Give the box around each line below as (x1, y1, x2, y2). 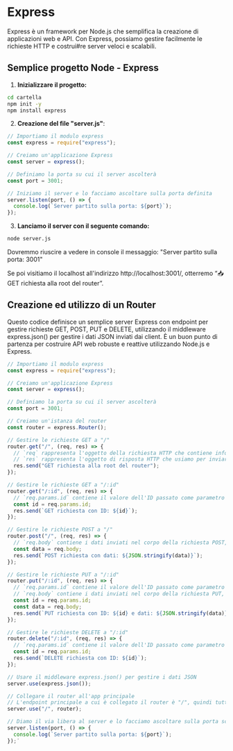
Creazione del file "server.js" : (17, 119, 105, 128)
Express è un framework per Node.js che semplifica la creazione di (7, 27, 199, 35)
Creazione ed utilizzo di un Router (7, 299, 156, 311)
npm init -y (7, 100, 42, 108)
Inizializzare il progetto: (17, 81, 87, 89)
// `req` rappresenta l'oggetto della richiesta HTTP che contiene (13, 449, 213, 456)
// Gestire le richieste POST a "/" (7, 526, 113, 534)
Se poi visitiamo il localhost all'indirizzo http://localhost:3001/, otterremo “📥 (7, 269, 224, 277)
